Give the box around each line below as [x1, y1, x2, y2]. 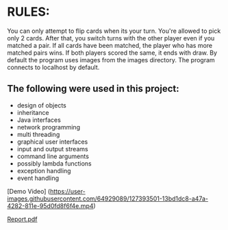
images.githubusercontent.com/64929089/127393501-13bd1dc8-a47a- [7, 194, 209, 203]
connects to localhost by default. [7, 63, 100, 71]
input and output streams [16, 144, 88, 153]
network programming [16, 123, 81, 131]
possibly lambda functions [16, 159, 92, 168]
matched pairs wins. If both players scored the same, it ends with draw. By [7, 49, 218, 57]
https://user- [50, 187, 86, 195]
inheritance [16, 108, 49, 116]
